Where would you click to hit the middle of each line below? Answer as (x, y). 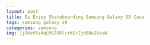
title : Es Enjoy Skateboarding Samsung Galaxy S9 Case (75, 17)
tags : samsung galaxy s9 (37, 22)
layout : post (22, 11)
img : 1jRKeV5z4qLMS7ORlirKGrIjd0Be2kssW (57, 33)
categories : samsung (32, 28)
